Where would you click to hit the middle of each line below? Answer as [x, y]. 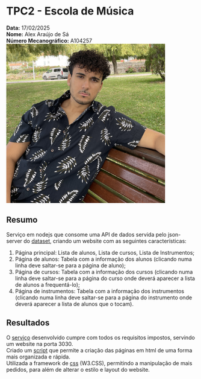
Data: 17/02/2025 [28, 28]
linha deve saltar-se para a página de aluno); [70, 265]
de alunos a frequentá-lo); [47, 284]
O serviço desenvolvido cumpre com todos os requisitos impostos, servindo [101, 337]
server [14, 241]
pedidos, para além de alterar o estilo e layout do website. [78, 369]
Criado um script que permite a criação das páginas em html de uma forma [99, 350]
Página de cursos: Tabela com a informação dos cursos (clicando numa [104, 272]
